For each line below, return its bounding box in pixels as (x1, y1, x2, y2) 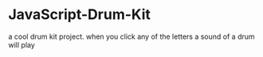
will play (8, 40, 36, 49)
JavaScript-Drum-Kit (8, 6, 151, 24)
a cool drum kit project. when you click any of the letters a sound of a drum (8, 32, 255, 41)
